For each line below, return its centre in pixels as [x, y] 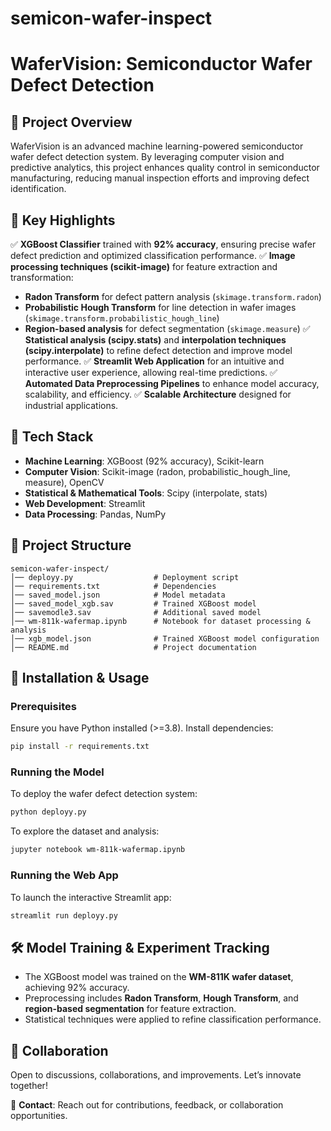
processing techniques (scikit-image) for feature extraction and [144, 266]
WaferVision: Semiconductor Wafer [161, 64]
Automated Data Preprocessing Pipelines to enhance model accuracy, [172, 383]
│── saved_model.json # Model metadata [118, 595]
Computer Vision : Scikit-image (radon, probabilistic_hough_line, [157, 471]
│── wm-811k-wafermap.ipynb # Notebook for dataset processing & [160, 621]
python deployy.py [48, 812]
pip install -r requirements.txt [80, 747]
